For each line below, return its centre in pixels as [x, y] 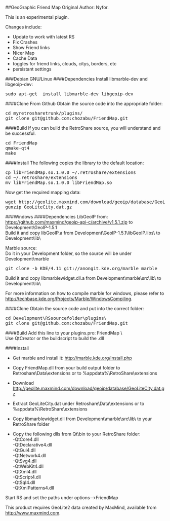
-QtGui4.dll [24, 450]
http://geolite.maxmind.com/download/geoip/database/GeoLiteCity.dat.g [88, 388]
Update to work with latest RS [44, 37]
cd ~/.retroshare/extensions [41, 178]
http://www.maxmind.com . [33, 513]
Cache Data [25, 58]
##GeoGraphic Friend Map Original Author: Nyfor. [57, 7]
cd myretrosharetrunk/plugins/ [44, 113]
